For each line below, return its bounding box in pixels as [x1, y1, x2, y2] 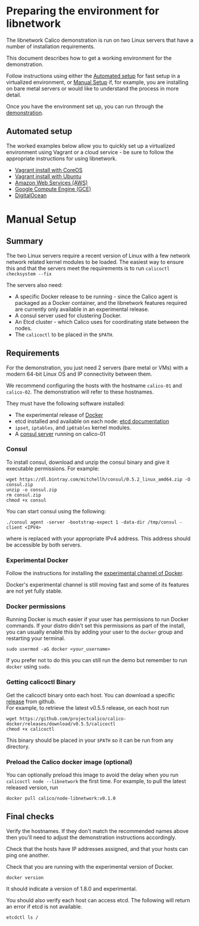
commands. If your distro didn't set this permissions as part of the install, [6, 622, 186, 629]
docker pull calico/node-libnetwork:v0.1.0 [6, 796, 116, 802]
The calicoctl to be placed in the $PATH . [14, 331, 114, 338]
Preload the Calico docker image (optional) [6, 757, 133, 766]
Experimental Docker [6, 556, 69, 564]
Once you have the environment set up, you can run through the [6, 102, 164, 110]
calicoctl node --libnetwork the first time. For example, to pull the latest [6, 778, 186, 785]
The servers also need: [6, 281, 63, 288]
